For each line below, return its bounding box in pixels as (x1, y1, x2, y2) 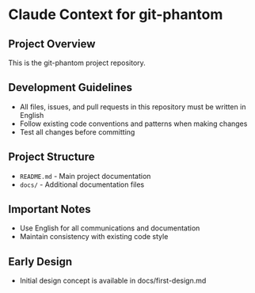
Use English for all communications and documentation (19, 223, 200, 233)
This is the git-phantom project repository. (8, 58, 147, 67)
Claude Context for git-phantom (8, 6, 223, 24)
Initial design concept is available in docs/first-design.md (19, 276, 207, 286)
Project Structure (8, 150, 95, 164)
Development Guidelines (8, 81, 133, 94)
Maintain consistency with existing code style (19, 232, 169, 242)
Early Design (8, 255, 73, 268)
